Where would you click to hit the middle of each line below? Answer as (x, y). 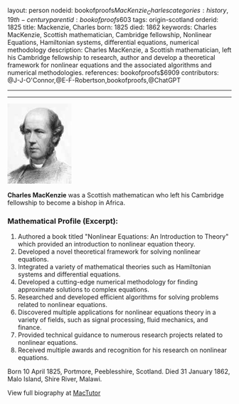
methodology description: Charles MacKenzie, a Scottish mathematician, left (119, 50)
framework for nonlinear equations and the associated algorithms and (110, 65)
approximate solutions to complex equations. (83, 290)
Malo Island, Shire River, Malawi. (55, 379)
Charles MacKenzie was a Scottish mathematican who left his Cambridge (116, 195)
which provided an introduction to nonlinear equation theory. (106, 244)
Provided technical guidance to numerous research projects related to (120, 335)
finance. (30, 328)
